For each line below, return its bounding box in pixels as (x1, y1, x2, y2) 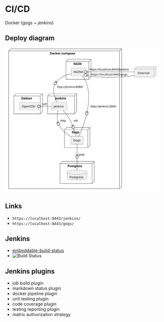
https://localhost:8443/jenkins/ (12, 216, 81, 221)
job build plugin (12, 280, 44, 286)
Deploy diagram (5, 34, 55, 42)
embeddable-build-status (12, 248, 64, 254)
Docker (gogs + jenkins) (5, 20, 54, 26)
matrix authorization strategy (12, 312, 71, 318)
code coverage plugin (12, 301, 57, 307)
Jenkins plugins (5, 267, 55, 275)
